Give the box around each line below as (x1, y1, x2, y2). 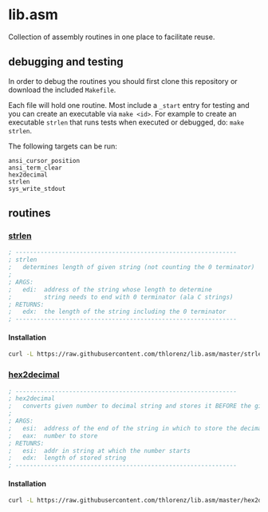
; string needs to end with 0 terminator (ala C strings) (8, 293, 234, 301)
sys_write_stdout (8, 185, 66, 192)
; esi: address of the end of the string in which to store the (8, 424, 238, 432)
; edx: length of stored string (8, 454, 127, 462)
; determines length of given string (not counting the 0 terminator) (8, 264, 255, 272)
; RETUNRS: (8, 439, 45, 447)
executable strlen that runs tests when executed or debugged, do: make (8, 117, 245, 127)
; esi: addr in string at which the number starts (8, 447, 191, 454)
